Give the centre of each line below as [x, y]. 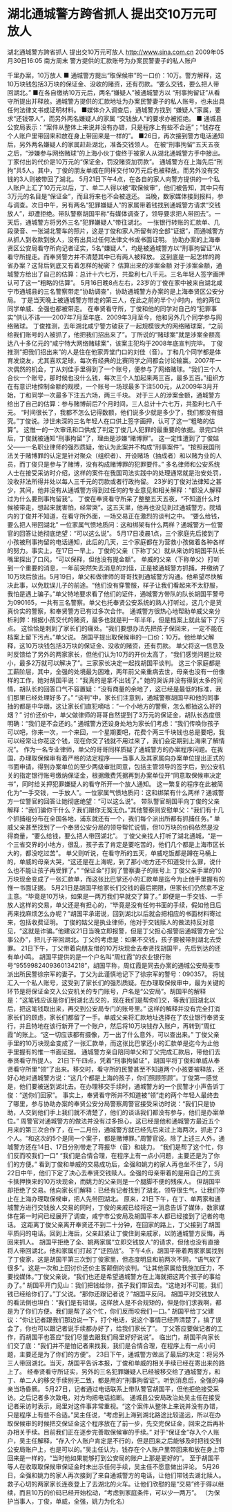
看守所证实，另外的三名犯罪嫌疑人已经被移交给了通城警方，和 [133, 1371]
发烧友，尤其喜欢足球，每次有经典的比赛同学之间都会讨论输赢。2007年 [114, 360]
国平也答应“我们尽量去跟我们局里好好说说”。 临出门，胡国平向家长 [125, 1337]
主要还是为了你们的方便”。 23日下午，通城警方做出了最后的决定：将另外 [122, 1354]
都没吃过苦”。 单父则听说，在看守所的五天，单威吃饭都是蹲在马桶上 [121, 853]
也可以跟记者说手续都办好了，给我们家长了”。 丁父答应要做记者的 [124, 1328]
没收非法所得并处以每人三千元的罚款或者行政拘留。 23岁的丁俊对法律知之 [112, 481]
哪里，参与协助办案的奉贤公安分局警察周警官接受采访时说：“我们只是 [111, 1103]
